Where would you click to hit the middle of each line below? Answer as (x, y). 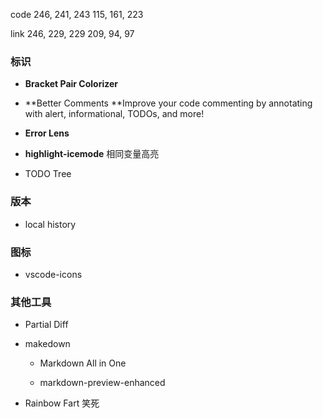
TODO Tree (48, 174)
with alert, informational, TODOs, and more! (114, 114)
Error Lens (47, 133)
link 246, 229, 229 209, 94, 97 (72, 33)
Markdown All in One (83, 363)
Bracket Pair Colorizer (71, 84)
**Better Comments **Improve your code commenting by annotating (168, 103)
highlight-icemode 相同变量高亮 (92, 154)
